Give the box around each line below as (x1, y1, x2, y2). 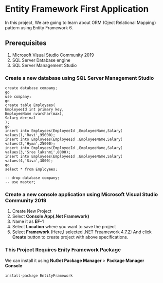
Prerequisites (5, 39, 47, 47)
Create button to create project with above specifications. (12, 234, 128, 240)
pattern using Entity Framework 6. (5, 24, 73, 30)
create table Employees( (5, 103, 55, 108)
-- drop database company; (5, 175, 60, 180)
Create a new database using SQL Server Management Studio (5, 74, 154, 81)
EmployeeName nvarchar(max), (5, 111, 64, 116)
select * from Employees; (5, 167, 57, 172)
